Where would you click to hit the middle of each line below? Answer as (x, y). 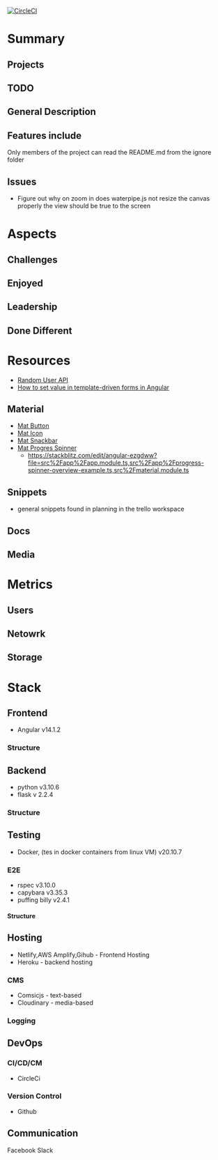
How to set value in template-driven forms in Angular (93, 387)
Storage (25, 657)
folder (16, 160)
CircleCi (29, 1078)
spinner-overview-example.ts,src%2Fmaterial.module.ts (108, 470)
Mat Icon (30, 433)
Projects (26, 64)
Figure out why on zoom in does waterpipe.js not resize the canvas (114, 198)
